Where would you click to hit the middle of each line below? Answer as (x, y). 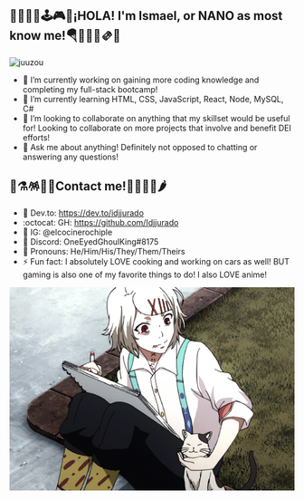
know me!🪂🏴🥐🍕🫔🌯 (65, 36)
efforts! (36, 137)
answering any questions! (71, 157)
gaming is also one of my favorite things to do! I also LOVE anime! (145, 274)
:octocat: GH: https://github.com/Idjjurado (100, 222)
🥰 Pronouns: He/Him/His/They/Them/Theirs (104, 251)
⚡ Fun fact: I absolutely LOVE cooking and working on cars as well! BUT (156, 261)
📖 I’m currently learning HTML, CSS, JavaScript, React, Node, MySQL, (153, 99)
